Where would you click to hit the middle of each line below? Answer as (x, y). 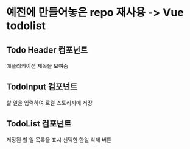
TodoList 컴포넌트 (39, 124)
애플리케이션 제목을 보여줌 (37, 66)
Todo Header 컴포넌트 (47, 50)
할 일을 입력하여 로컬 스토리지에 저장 (49, 103)
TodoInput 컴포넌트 (42, 87)
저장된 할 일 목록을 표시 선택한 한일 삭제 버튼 (59, 140)
